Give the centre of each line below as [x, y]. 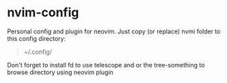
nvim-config [43, 13]
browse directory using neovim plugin [61, 72]
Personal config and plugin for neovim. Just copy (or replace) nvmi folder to [114, 31]
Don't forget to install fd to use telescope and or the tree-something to [106, 65]
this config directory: [37, 38]
